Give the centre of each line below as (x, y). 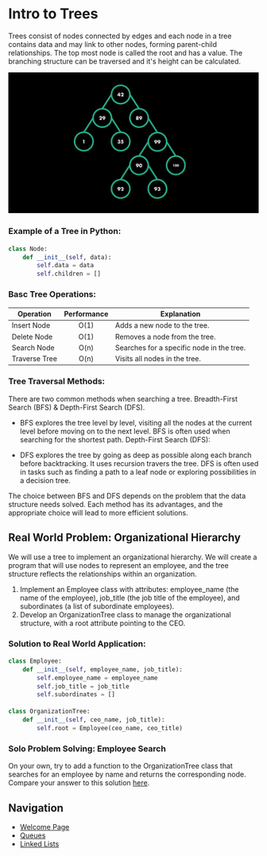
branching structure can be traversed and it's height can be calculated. (124, 61)
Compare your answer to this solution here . (79, 783)
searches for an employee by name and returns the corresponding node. (127, 774)
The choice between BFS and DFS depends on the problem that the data (127, 496)
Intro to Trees (53, 14)
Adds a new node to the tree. (162, 325)
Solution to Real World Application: (77, 644)
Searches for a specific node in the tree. (180, 348)
